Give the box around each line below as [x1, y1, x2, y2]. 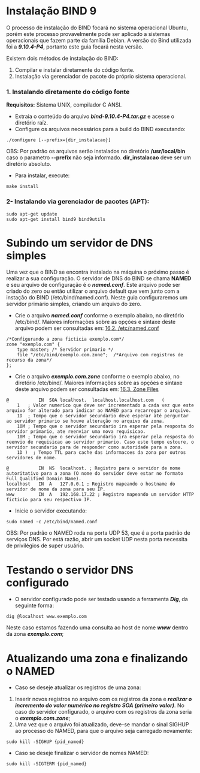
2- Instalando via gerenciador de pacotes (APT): [6, 198, 150, 206]
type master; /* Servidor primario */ [17, 347, 114, 353]
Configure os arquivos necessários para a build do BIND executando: [14, 126, 186, 133]
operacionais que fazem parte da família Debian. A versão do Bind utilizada [6, 37, 192, 44]
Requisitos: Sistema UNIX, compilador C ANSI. [6, 101, 122, 108]
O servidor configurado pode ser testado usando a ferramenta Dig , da [14, 596, 189, 603]
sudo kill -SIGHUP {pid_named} [6, 739, 84, 745]
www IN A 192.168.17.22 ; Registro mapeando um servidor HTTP [6, 492, 195, 498]
